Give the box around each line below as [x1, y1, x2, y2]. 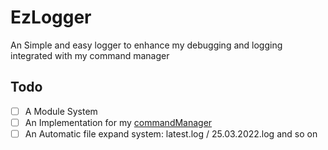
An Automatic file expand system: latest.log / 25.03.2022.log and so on [24, 127, 318, 140]
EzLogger [10, 6, 92, 29]
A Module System [24, 105, 98, 117]
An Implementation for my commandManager [24, 116, 213, 128]
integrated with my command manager [10, 49, 170, 61]
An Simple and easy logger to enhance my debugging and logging [10, 39, 283, 51]
